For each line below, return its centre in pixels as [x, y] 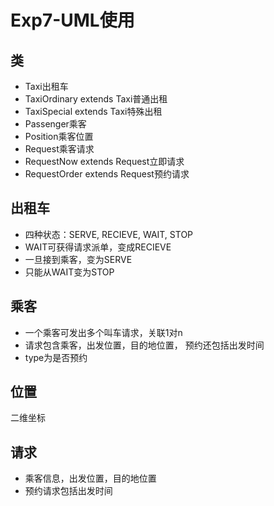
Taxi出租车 [46, 86]
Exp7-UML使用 [72, 20]
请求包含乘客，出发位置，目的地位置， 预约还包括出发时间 [144, 345]
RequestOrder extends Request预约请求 [107, 174]
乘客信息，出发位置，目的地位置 [90, 478]
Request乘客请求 [59, 149]
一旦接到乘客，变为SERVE [78, 259]
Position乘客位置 [59, 136]
